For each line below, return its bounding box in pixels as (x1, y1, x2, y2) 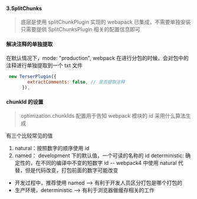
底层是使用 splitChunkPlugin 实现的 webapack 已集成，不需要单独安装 (20, 18, 191, 26)
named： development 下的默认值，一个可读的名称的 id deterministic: (14, 152, 185, 159)
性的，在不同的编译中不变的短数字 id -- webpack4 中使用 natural (19, 160, 177, 167)
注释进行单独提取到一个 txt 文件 (6, 62, 83, 69)
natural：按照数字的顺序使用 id (14, 145, 90, 152)
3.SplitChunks (6, 5, 42, 12)
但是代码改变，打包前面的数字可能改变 (25, 167, 119, 174)
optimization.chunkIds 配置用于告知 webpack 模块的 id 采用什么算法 (20, 112, 186, 120)
